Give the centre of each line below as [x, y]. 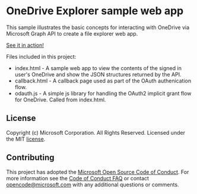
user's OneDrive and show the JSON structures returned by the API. [98, 74]
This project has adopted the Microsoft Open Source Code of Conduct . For [98, 172]
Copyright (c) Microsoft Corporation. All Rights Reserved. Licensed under [96, 132]
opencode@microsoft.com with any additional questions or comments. [93, 185]
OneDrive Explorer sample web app [95, 11]
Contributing [30, 158]
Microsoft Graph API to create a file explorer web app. [72, 33]
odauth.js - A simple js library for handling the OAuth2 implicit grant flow [103, 93]
